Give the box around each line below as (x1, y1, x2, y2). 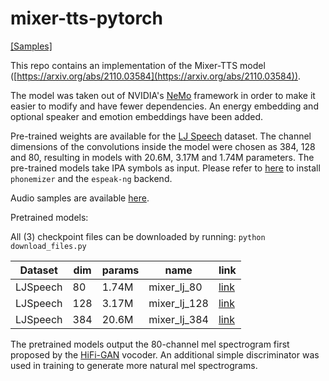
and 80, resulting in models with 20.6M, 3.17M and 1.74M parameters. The (10, 151, 315, 163)
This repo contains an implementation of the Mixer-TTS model (10, 59, 266, 71)
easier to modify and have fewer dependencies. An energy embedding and (10, 100, 319, 112)
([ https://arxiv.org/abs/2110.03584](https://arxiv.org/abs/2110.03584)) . (10, 70, 302, 82)
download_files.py (10, 241, 87, 251)
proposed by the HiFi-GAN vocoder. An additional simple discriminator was (10, 348, 320, 361)
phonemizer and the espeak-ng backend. (10, 172, 173, 184)
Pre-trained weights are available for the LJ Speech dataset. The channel (10, 130, 312, 142)
